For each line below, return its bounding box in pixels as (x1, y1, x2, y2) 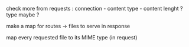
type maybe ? (6, 11, 40, 18)
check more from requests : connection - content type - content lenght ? (6, 5, 183, 12)
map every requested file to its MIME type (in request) (6, 34, 138, 41)
